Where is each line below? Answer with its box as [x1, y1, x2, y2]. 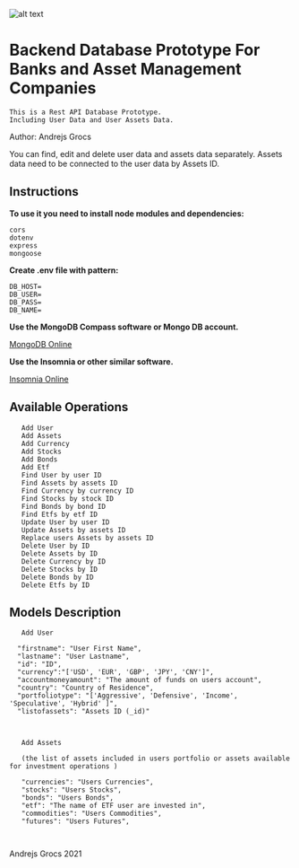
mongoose [9, 249, 42, 258]
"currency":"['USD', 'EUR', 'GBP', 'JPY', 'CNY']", [17, 668, 215, 677]
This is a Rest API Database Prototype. [9, 108, 163, 117]
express [9, 241, 38, 250]
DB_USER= [9, 290, 42, 299]
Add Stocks [21, 447, 63, 456]
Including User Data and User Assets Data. [9, 115, 175, 125]
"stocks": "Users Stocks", [21, 785, 123, 794]
